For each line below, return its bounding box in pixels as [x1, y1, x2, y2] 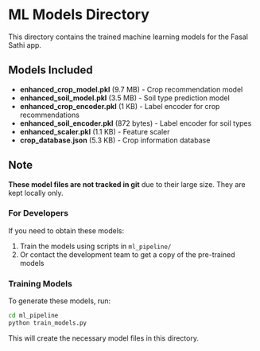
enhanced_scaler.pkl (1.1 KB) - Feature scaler [19, 127, 170, 136]
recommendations [19, 110, 80, 119]
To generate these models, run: [8, 296, 111, 306]
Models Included [8, 64, 93, 77]
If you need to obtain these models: [8, 225, 125, 236]
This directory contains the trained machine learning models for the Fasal [8, 32, 249, 41]
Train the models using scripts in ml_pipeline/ [19, 241, 172, 251]
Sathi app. [8, 40, 42, 49]
